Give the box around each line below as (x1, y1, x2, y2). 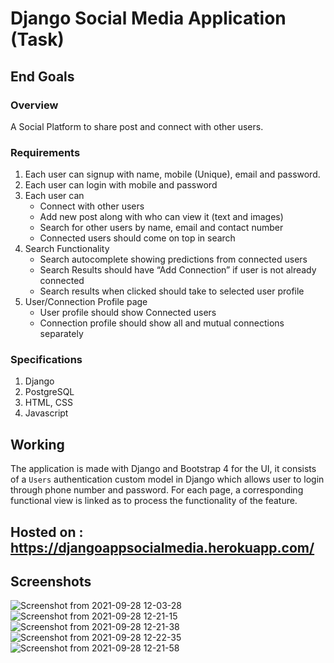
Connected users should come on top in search (39, 232, 236, 244)
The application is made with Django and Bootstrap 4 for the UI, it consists (10, 463, 317, 475)
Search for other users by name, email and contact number (39, 222, 284, 234)
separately (39, 328, 84, 340)
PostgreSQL (24, 386, 75, 398)
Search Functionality (24, 243, 110, 255)
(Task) (10, 28, 65, 51)
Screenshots (10, 573, 92, 591)
